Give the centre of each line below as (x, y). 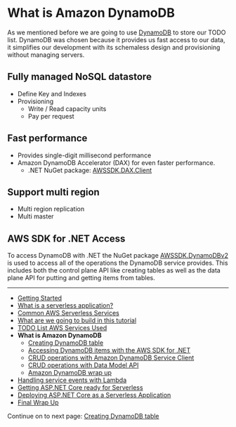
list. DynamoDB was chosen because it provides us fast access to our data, (116, 39)
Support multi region (53, 192)
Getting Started (39, 298)
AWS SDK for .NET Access (66, 238)
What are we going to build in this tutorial (77, 320)
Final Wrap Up (38, 402)
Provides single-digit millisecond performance (84, 155)
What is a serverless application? (65, 306)
